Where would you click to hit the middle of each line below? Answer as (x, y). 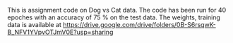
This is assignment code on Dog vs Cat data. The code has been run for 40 (117, 10)
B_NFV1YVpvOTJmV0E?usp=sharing (60, 32)
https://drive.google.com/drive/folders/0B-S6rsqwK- (140, 25)
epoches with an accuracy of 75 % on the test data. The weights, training (114, 17)
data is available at (35, 25)
